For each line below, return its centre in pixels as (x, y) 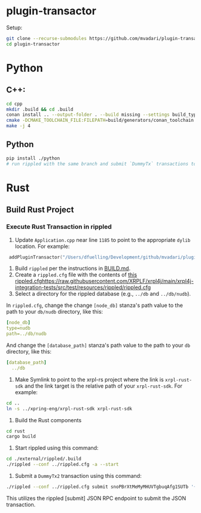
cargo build (21, 437)
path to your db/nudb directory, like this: (55, 312)
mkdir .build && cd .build (40, 109)
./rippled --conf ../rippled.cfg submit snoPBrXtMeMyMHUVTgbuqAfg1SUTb (97, 487)
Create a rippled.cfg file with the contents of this (76, 275)
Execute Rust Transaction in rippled (59, 227)
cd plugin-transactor (33, 44)
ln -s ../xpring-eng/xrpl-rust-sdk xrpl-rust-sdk (69, 408)
